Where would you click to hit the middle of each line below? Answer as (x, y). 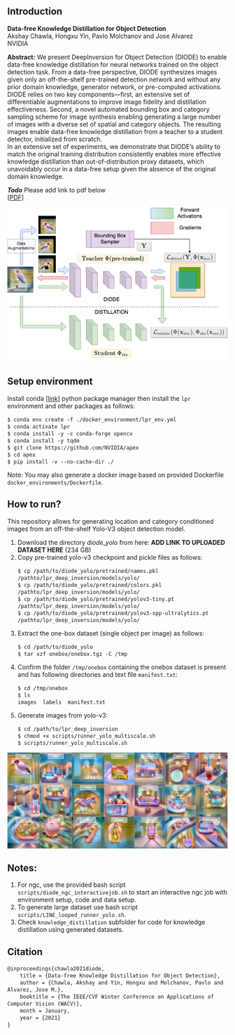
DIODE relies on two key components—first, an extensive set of (99, 94)
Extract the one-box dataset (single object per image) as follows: (111, 633)
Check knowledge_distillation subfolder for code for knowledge (111, 922)
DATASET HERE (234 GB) (54, 550)
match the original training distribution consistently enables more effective (114, 154)
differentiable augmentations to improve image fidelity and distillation (107, 102)
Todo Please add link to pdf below (57, 190)
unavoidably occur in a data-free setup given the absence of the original (112, 169)
